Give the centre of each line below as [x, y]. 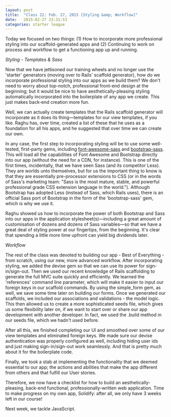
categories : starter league [35, 24]
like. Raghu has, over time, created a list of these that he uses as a [75, 123]
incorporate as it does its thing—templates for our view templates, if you [81, 118]
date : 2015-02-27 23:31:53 [36, 19]
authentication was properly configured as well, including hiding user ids [82, 341]
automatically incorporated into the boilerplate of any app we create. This [82, 97]
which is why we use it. [30, 204]
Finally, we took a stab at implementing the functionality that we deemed [81, 362]
